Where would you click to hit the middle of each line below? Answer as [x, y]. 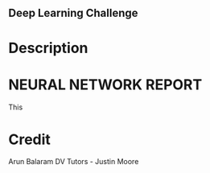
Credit [29, 139]
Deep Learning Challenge [73, 13]
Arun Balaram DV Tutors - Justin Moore [74, 162]
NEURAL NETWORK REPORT [105, 84]
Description [48, 48]
